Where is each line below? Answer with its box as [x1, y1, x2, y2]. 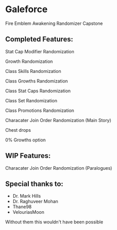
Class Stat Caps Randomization [5, 88, 71, 94]
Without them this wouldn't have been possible [5, 219, 103, 225]
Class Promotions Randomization [5, 107, 74, 113]
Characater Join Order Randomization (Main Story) [5, 117, 111, 123]
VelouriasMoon [12, 209, 45, 215]
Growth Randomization [5, 58, 53, 64]
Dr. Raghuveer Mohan [12, 199, 58, 205]
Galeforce [5, 4, 48, 15]
